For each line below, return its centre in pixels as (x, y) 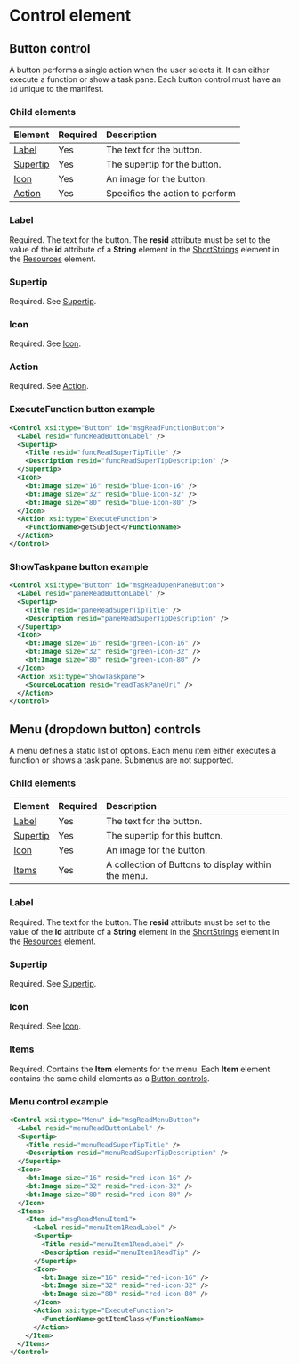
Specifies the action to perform (171, 194)
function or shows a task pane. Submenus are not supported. (121, 760)
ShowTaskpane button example (79, 566)
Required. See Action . (49, 386)
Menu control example (59, 1101)
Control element (70, 16)
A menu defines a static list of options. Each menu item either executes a (143, 751)
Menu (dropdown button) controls (105, 729)
